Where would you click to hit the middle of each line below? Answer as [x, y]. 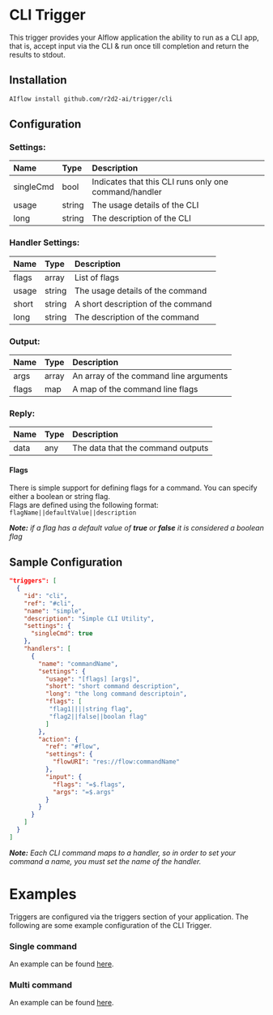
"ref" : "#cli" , [49, 603]
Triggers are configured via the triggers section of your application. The [129, 916]
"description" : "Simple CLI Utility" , [89, 618]
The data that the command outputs [141, 448]
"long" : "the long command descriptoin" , [116, 694]
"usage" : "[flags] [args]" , [92, 679]
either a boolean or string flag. [60, 497]
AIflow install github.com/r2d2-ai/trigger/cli [91, 99]
